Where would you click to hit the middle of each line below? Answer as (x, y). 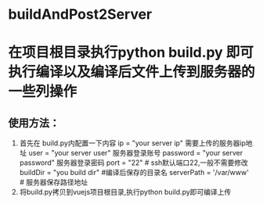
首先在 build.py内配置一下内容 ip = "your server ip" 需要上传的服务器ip (133, 143)
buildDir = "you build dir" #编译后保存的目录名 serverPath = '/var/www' (134, 173)
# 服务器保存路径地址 (54, 182)
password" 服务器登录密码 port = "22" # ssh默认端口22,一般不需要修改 (133, 163)
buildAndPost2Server (80, 14)
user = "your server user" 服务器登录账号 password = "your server (136, 153)
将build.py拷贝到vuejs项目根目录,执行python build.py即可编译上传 (125, 192)
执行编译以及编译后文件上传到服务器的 (132, 72)
